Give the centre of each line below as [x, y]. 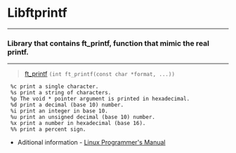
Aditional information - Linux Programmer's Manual [91, 143]
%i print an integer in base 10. [59, 111]
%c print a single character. [54, 87]
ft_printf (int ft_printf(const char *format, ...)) [100, 74]
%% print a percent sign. [48, 130]
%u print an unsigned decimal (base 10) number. [83, 117]
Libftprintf [38, 13]
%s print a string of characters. [61, 93]
